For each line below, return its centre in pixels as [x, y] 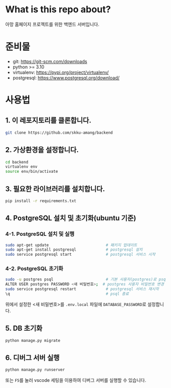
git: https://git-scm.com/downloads [50, 61]
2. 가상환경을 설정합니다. [42, 150]
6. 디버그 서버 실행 [32, 358]
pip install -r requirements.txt [41, 201]
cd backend [17, 162]
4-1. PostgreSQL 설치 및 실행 [40, 234]
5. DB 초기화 [24, 328]
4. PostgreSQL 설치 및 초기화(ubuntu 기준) [71, 218]
